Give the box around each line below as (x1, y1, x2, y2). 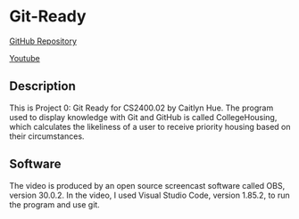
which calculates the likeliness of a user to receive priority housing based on (9, 121, 292, 132)
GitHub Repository (9, 36, 78, 46)
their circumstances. (9, 131, 85, 142)
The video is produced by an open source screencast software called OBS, (9, 180, 286, 191)
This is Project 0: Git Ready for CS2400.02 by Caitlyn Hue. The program (9, 102, 274, 113)
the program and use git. (9, 199, 100, 210)
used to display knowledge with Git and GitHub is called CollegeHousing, (9, 111, 278, 122)
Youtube (9, 53, 40, 63)
